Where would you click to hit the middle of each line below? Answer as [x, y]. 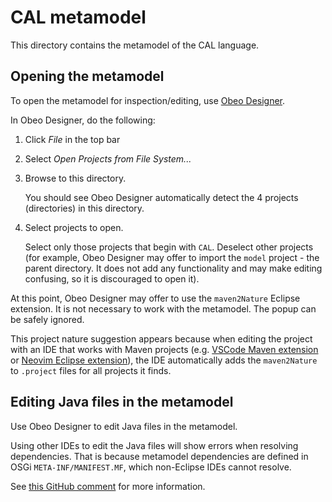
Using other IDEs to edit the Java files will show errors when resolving [154, 445]
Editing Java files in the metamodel [122, 402]
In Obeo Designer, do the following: [83, 120]
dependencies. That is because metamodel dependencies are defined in [159, 456]
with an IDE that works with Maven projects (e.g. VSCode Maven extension [164, 349]
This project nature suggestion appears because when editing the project [161, 338]
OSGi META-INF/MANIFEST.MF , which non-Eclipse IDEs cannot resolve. [151, 467]
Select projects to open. [74, 227]
